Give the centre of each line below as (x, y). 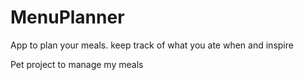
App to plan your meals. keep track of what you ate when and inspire (152, 45)
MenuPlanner (67, 17)
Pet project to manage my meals (77, 64)
